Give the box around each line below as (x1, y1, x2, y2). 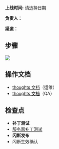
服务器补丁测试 (12, 126, 42, 132)
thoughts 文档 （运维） (12, 84, 57, 90)
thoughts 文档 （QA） (12, 90, 55, 96)
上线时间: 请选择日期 (5, 5, 46, 10)
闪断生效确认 (12, 139, 38, 145)
